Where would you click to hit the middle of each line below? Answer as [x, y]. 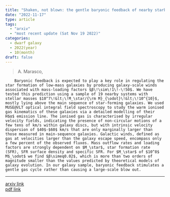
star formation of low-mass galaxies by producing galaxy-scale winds [81, 85]
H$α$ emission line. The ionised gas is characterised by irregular [79, 117]
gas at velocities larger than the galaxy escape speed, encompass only [83, 139]
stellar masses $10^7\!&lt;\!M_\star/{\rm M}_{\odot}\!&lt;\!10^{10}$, [82, 99]
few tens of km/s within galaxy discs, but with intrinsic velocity [79, 125]
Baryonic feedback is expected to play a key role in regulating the [89, 81]
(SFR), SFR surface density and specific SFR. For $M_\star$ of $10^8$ [82, 152]
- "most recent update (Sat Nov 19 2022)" [55, 34]
